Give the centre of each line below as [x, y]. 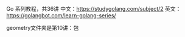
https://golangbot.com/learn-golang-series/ [61, 16]
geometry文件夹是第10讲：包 [43, 28]
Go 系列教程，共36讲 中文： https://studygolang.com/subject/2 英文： [94, 9]
